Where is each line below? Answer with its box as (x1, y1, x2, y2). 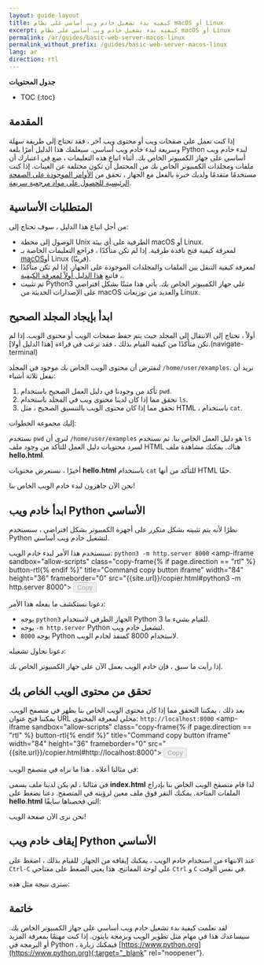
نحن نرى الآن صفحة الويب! (9, 811, 86, 821)
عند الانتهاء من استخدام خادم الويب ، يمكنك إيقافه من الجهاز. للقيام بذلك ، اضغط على (9, 856, 255, 865)
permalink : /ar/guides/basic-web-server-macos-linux (9, 33, 185, 42)
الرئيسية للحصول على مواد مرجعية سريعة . (9, 178, 132, 187)
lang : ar (9, 48, 38, 56)
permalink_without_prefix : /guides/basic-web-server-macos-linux (9, 41, 227, 49)
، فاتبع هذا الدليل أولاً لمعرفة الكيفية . (20, 270, 125, 280)
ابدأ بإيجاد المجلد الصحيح (9, 310, 113, 323)
